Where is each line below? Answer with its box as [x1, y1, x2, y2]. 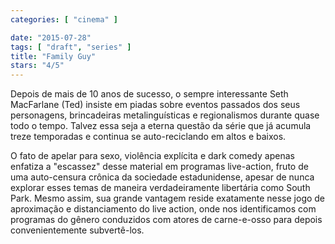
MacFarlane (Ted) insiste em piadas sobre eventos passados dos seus [10, 99, 301, 111]
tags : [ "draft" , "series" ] [10, 42, 132, 52]
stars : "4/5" [10, 61, 65, 71]
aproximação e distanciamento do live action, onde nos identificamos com [10, 203, 317, 215]
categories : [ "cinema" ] [10, 14, 118, 25]
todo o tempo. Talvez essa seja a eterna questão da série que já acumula [10, 120, 312, 132]
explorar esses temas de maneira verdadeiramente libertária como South [10, 182, 311, 194]
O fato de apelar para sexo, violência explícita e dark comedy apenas [10, 150, 295, 162]
